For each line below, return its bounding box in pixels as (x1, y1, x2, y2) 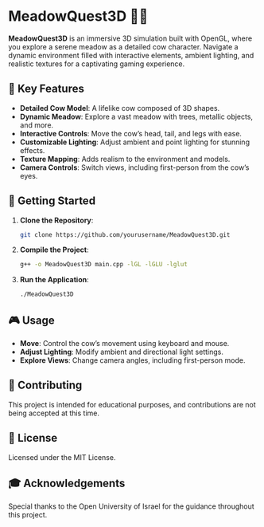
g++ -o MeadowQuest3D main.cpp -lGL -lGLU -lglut (19, 261, 188, 269)
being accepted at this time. (8, 408, 100, 418)
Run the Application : (19, 275, 89, 285)
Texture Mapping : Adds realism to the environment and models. (19, 154, 231, 163)
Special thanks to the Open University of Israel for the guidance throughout (8, 501, 254, 511)
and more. (19, 120, 54, 130)
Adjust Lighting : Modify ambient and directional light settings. (19, 347, 224, 356)
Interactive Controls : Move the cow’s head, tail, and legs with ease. (19, 128, 243, 138)
